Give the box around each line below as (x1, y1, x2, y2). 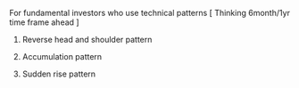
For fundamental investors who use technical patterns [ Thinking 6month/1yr (9, 8, 290, 18)
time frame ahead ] (9, 17, 79, 28)
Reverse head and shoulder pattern (21, 35, 153, 44)
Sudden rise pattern (21, 68, 96, 79)
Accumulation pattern (21, 52, 103, 61)
